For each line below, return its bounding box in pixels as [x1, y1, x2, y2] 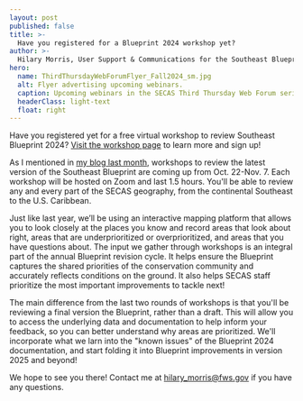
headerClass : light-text [17, 96, 111, 106]
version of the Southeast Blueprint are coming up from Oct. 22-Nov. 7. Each [9, 167, 290, 178]
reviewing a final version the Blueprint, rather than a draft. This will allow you [9, 307, 294, 318]
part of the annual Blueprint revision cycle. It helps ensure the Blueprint [9, 251, 274, 262]
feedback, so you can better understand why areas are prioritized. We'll [9, 326, 276, 337]
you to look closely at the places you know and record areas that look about [9, 223, 291, 233]
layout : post [9, 13, 59, 23]
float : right [17, 105, 67, 114]
